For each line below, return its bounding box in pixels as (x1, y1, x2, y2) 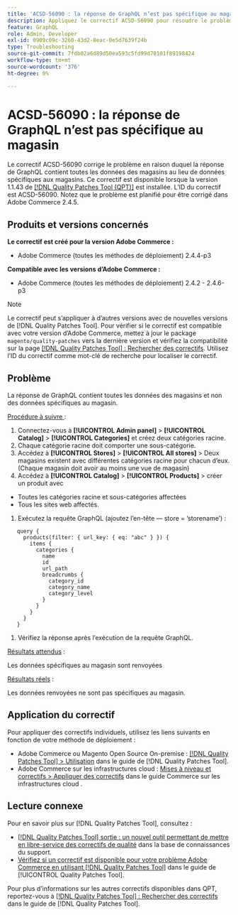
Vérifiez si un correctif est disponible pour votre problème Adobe (17, 855, 208, 864)
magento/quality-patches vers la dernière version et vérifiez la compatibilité (7, 337, 228, 345)
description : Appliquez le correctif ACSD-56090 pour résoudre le (7, 17, 208, 24)
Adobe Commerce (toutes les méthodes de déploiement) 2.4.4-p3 (17, 251, 211, 260)
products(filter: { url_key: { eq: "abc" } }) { (23, 534, 170, 541)
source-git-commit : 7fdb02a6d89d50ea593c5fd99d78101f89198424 (7, 50, 195, 58)
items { (29, 541, 52, 548)
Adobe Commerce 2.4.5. (7, 198, 79, 207)
